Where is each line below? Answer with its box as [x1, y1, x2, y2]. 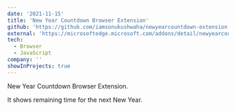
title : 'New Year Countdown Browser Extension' [7, 17, 150, 24]
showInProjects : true [7, 63, 71, 70]
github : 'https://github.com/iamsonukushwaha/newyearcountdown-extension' [7, 23, 231, 30]
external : [7, 30, 37, 37]
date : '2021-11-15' [7, 10, 65, 18]
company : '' [7, 56, 42, 63]
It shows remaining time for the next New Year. [7, 96, 143, 104]
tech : [7, 37, 23, 44]
